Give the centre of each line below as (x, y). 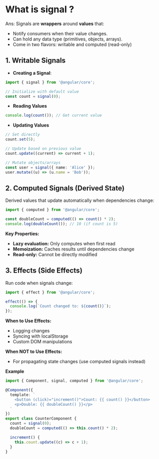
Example (15, 371)
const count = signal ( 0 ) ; (33, 96)
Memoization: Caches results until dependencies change (74, 249)
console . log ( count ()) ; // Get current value (54, 116)
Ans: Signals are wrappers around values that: (55, 24)
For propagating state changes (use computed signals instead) (79, 362)
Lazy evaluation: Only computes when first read (64, 243)
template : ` (23, 395)
